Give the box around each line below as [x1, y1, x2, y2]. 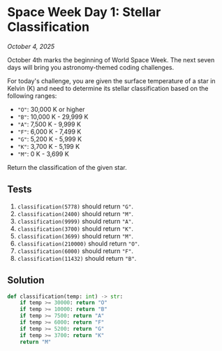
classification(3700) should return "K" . [17, 224, 134, 233]
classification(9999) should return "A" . [17, 217, 134, 225]
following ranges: [7, 92, 57, 100]
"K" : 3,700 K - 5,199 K [17, 142, 80, 150]
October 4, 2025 [7, 42, 55, 50]
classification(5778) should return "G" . [17, 202, 134, 210]
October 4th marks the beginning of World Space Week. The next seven [7, 55, 215, 64]
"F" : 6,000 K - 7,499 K [17, 127, 82, 136]
